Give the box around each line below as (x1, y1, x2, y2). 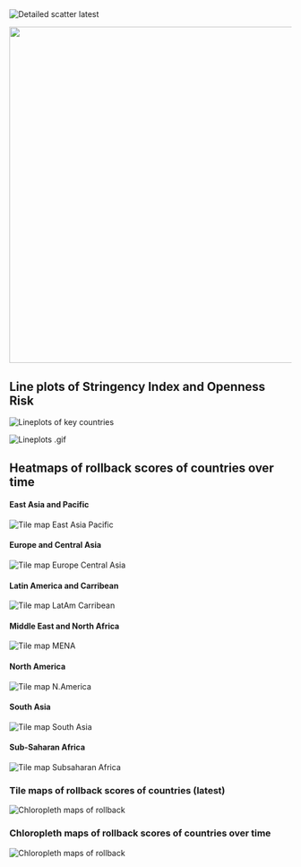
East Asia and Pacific (9, 499, 90, 510)
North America (9, 661, 66, 672)
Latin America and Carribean (9, 580, 119, 591)
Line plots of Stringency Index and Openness (9, 378, 266, 394)
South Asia (9, 701, 51, 713)
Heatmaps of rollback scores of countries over (9, 460, 275, 475)
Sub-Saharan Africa (9, 741, 86, 753)
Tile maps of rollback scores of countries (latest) (9, 784, 226, 796)
